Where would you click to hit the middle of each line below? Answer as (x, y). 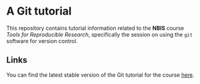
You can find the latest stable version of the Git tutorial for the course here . (100, 75)
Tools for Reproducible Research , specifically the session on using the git (100, 34)
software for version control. (42, 41)
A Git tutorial (39, 11)
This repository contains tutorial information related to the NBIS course (95, 28)
